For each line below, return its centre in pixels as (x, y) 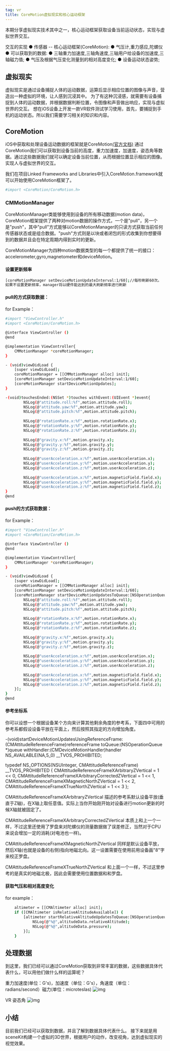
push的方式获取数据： (29, 508)
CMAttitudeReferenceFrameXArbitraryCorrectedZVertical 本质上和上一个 (81, 820)
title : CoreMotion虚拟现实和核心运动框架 (45, 15)
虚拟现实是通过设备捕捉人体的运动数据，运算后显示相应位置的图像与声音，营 (85, 90)
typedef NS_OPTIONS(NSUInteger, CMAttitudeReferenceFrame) (72, 765)
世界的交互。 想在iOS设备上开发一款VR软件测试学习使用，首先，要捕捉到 (81, 109)
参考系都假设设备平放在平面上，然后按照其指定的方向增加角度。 (72, 729)
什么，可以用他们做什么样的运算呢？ (47, 972)
